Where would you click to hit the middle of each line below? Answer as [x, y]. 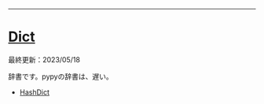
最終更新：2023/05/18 [44, 59]
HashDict [34, 92]
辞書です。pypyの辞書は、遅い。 [60, 76]
